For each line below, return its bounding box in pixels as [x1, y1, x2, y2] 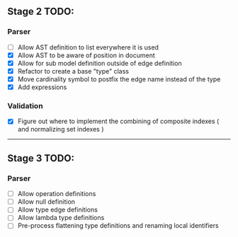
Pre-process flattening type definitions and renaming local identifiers [17, 221, 219, 230]
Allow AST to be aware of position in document [17, 51, 156, 59]
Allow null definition [17, 197, 76, 206]
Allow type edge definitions [17, 205, 98, 214]
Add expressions [17, 83, 67, 91]
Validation [7, 100, 44, 110]
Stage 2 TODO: [7, 6, 74, 18]
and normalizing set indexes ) [17, 125, 104, 134]
